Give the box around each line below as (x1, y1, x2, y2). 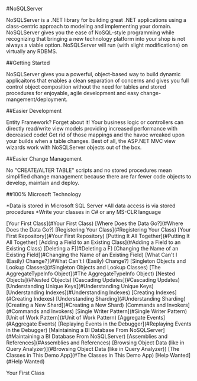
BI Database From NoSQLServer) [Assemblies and (45, 333, 167, 340)
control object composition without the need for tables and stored (6, 83, 166, 90)
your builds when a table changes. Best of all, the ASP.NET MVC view (6, 138, 176, 144)
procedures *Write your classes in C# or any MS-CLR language (6, 209, 162, 215)
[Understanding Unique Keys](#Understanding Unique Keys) (6, 283, 154, 289)
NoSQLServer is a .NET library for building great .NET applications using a (6, 17, 186, 23)
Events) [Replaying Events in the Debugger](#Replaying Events (38, 320, 192, 327)
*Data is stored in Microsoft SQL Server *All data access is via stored (6, 202, 176, 209)
